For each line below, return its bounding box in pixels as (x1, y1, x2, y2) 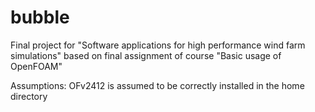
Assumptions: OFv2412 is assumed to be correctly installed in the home (10, 79, 305, 91)
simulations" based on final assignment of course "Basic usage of (10, 49, 282, 61)
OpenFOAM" (10, 60, 63, 72)
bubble (10, 6, 70, 29)
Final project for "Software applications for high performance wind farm (10, 39, 306, 51)
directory (10, 90, 48, 102)
